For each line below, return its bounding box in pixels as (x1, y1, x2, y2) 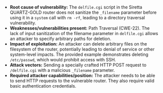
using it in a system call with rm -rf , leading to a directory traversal (9, 15, 145, 20)
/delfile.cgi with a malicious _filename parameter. (9, 67, 115, 73)
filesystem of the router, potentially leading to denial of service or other (9, 46, 155, 52)
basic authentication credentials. (9, 83, 77, 89)
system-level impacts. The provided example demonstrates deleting (9, 51, 149, 57)
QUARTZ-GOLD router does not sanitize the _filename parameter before (9, 9, 157, 15)
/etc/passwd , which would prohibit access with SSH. (9, 57, 116, 62)
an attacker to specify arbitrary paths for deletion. (9, 36, 112, 42)
